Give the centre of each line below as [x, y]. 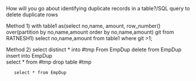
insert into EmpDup [29, 56]
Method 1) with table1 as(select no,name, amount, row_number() [83, 26]
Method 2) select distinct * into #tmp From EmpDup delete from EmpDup [94, 50]
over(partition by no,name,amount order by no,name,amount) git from [90, 32]
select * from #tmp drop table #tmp [49, 62]
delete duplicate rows [32, 15]
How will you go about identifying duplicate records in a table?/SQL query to [98, 8]
